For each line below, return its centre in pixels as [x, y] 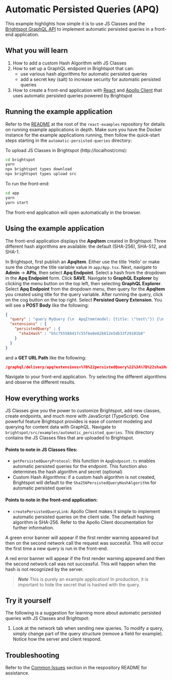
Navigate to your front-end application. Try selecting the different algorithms [86, 377]
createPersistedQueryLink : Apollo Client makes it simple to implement [86, 511]
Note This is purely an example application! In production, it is [83, 579]
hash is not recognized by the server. [44, 569]
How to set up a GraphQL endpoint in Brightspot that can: [73, 68]
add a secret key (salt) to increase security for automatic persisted [91, 79]
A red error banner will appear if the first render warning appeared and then [85, 558]
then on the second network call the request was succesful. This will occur [84, 543]
